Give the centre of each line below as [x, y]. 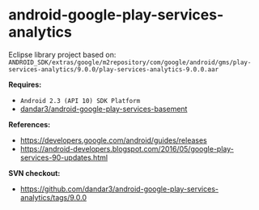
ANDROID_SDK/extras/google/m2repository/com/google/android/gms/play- [130, 62]
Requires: [25, 84]
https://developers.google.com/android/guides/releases [114, 140]
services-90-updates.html [64, 157]
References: [30, 124]
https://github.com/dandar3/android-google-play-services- [119, 189]
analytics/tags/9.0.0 [53, 197]
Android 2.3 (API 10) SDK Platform [80, 101]
